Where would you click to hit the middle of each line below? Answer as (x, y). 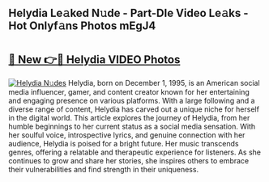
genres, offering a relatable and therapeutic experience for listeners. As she (135, 152)
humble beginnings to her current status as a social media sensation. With (132, 126)
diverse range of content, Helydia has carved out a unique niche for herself (134, 109)
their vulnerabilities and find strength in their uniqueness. (104, 169)
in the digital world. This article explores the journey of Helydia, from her (129, 118)
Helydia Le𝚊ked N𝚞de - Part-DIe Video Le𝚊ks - (128, 13)
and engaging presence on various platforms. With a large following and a (132, 101)
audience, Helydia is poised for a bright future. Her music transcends (124, 144)
